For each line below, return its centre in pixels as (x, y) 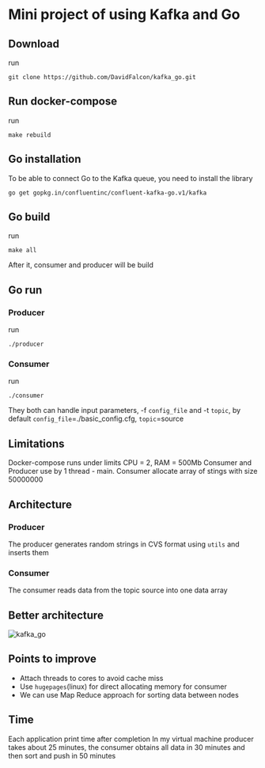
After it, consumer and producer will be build (81, 265)
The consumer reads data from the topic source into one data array (118, 590)
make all (23, 251)
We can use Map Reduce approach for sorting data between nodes (129, 694)
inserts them (28, 552)
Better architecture (56, 615)
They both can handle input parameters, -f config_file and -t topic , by (125, 410)
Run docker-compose (62, 102)
